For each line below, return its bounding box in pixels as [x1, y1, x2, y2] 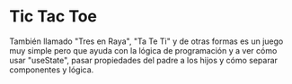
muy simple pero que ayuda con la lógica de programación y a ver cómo [9, 45, 278, 55]
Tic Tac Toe [9, 6, 97, 27]
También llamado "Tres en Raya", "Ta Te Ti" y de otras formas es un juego [9, 36, 284, 46]
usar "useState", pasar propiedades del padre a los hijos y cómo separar [9, 55, 279, 65]
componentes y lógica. [9, 64, 94, 75]
